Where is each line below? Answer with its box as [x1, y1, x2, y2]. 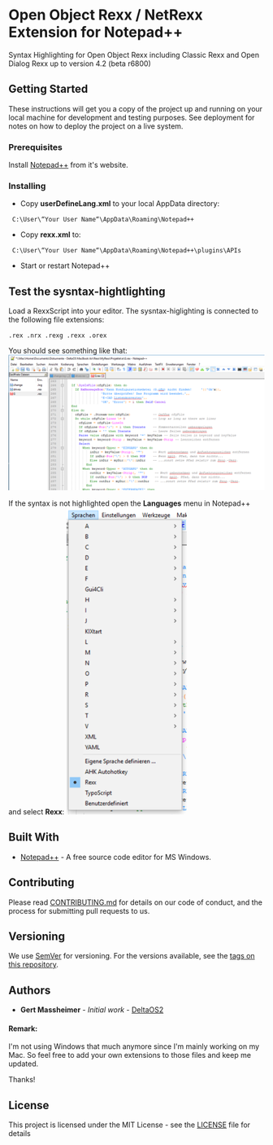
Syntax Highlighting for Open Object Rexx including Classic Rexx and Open [8, 50, 260, 59]
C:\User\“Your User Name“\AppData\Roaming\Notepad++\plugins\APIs [11, 247, 242, 255]
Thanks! [8, 1075, 36, 1085]
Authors [8, 983, 51, 997]
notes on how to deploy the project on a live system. [8, 121, 184, 131]
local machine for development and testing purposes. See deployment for [8, 112, 255, 122]
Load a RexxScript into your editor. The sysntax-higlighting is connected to [8, 306, 258, 316]
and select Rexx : [8, 806, 65, 816]
